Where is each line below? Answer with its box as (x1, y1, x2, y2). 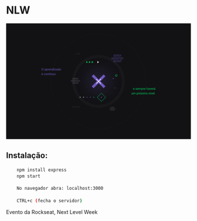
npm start (16, 173, 41, 179)
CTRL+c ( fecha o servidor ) (16, 198, 83, 204)
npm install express (16, 167, 67, 173)
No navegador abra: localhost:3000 (16, 186, 104, 192)
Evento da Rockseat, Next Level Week (6, 209, 98, 215)
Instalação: (6, 150, 48, 160)
